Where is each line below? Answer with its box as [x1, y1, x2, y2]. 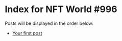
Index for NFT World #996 [5, 4, 118, 15]
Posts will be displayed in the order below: [5, 20, 94, 26]
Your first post [12, 30, 42, 36]
